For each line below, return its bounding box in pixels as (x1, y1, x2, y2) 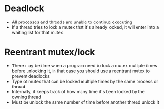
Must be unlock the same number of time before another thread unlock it (11, 99, 159, 105)
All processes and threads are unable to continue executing (11, 19, 133, 25)
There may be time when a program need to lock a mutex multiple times (11, 63, 158, 68)
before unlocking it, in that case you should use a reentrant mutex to (11, 68, 150, 74)
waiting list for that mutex (11, 29, 63, 35)
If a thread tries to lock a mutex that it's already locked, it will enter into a (11, 24, 159, 30)
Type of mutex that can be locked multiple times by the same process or (11, 78, 158, 84)
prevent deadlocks (11, 73, 50, 79)
